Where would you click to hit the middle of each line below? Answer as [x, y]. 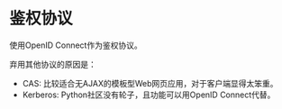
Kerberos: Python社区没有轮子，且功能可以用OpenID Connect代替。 [149, 95]
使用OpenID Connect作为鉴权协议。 [76, 45]
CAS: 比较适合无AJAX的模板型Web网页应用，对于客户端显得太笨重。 [150, 83]
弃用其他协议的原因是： [53, 64]
